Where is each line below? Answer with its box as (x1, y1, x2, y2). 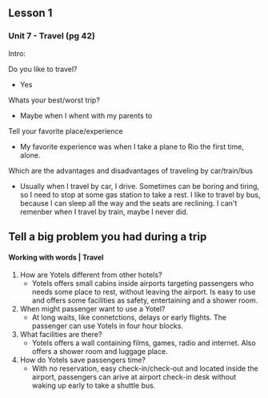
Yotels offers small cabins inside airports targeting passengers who (31, 279, 254, 288)
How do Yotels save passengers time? (19, 356, 146, 365)
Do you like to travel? (8, 64, 78, 74)
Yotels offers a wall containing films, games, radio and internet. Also (31, 338, 256, 348)
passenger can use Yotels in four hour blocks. (31, 321, 184, 331)
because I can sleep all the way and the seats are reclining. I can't (19, 198, 238, 207)
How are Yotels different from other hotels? (19, 270, 162, 279)
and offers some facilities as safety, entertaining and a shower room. (31, 295, 258, 305)
